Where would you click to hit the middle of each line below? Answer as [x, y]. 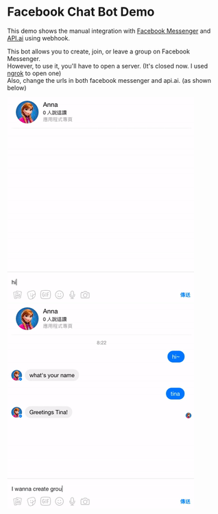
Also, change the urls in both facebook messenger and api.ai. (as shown [109, 80]
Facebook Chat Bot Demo [81, 12]
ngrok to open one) [34, 73]
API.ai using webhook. [39, 38]
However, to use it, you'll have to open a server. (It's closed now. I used [108, 66]
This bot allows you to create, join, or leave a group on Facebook [99, 51]
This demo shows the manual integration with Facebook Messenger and [109, 31]
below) [17, 88]
